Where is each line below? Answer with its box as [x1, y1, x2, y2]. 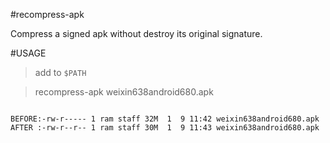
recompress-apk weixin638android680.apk [34, 86, 214, 98]
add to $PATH [34, 67, 87, 78]
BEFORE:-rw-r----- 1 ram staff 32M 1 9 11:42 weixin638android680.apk [10, 114, 320, 124]
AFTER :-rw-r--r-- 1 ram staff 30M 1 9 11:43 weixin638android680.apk [10, 123, 320, 133]
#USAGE [10, 47, 47, 59]
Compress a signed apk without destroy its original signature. [10, 28, 263, 39]
